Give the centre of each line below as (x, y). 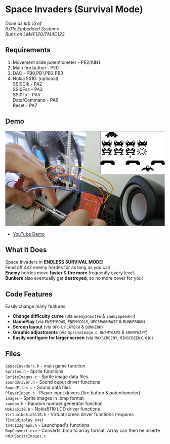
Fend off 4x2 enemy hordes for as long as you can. (59, 268)
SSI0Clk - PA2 (27, 84)
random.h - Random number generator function (54, 403)
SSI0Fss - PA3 (28, 89)
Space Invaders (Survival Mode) (74, 9)
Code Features (29, 294)
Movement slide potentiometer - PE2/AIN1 (56, 62)
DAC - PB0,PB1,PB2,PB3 (38, 73)
